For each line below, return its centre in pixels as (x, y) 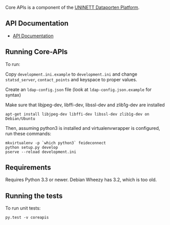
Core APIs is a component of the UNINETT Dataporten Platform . (72, 7)
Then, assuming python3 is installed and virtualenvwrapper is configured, (83, 128)
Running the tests (34, 196)
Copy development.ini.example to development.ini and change (71, 74)
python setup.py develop (32, 147)
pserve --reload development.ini (41, 152)
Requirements (28, 167)
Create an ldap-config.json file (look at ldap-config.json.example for (79, 89)
